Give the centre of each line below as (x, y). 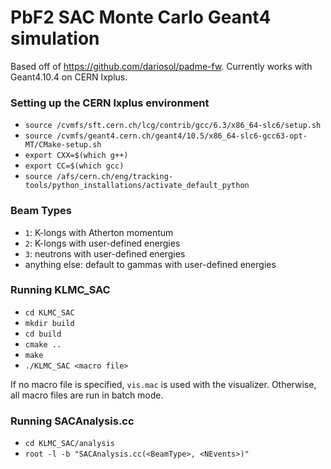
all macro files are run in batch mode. (87, 395)
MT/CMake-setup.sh (63, 145)
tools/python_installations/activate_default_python (137, 186)
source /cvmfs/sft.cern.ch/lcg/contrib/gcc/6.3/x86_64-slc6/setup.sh (173, 126)
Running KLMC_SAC (60, 290)
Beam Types (41, 211)
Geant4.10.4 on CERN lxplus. (69, 77)
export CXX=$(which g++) (76, 156)
